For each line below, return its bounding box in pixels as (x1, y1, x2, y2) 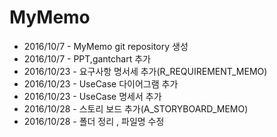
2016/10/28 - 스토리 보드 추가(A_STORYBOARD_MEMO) (23, 102, 249, 115)
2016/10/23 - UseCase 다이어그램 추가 (23, 77, 179, 90)
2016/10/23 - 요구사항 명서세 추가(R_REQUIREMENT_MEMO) (23, 65, 268, 77)
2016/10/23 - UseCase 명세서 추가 (23, 90, 162, 102)
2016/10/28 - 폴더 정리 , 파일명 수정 (23, 115, 165, 127)
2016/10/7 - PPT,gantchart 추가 (23, 52, 151, 65)
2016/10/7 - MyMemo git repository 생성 (23, 40, 189, 52)
